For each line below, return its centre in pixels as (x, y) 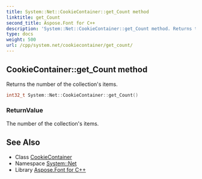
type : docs (20, 34)
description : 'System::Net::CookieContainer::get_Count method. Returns (99, 29)
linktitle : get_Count (33, 17)
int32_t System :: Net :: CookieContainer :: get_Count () (72, 95)
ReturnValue (25, 111)
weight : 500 (21, 40)
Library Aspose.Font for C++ (50, 169)
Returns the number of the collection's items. (62, 84)
